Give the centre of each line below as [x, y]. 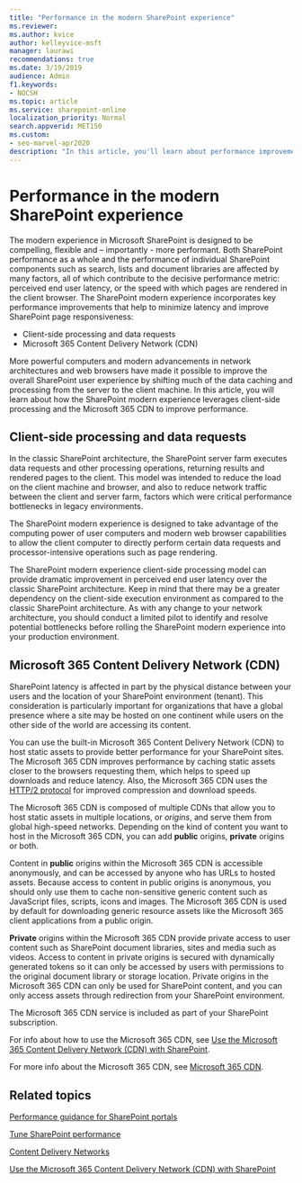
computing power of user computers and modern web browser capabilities [148, 533]
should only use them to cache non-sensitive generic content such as [138, 892]
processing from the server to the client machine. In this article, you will [142, 390]
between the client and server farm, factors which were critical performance [151, 497]
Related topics [50, 1095]
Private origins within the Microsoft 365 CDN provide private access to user [150, 938]
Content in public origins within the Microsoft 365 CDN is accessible [136, 864]
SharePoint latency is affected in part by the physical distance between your [151, 687]
